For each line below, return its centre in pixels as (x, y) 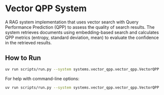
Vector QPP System (46, 9)
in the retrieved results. (28, 42)
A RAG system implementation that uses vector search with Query (72, 22)
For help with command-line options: (42, 78)
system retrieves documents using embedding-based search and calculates (82, 32)
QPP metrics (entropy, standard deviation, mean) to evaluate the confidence (82, 38)
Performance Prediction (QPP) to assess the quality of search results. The (80, 27)
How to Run (23, 58)
